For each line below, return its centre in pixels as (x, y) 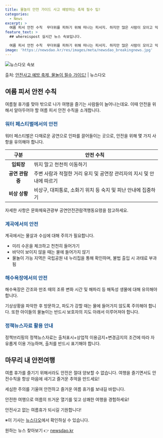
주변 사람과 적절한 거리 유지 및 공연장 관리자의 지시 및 (91, 173)
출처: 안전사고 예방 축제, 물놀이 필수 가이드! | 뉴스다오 (55, 75)
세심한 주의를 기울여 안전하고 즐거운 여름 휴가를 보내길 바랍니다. (65, 389)
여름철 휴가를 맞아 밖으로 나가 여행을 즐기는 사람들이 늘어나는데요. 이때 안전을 (78, 104)
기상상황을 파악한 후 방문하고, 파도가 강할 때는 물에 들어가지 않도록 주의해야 (76, 306)
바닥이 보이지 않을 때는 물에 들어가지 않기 (51, 252)
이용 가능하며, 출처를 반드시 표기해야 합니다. (59, 343)
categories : (17, 14)
